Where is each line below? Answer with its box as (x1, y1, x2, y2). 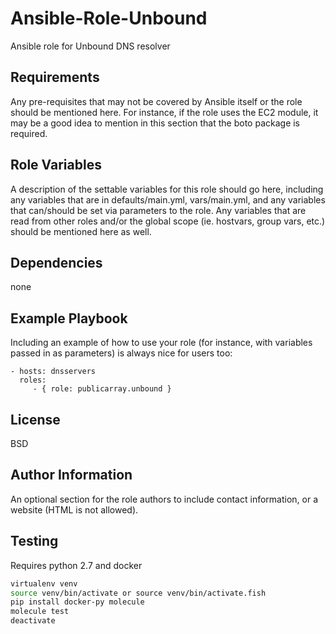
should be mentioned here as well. (10, 225, 152, 237)
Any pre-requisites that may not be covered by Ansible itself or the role (10, 95, 303, 107)
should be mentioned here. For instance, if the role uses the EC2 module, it (10, 106, 319, 118)
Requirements (10, 69, 100, 86)
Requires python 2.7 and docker (10, 559, 143, 571)
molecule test (10, 607, 70, 617)
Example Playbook (10, 310, 128, 327)
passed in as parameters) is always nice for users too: (10, 347, 233, 359)
